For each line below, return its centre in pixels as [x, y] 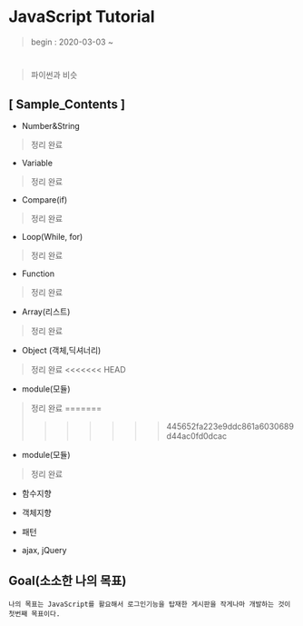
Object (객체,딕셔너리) [61, 350]
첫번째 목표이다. [34, 614]
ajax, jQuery [44, 550]
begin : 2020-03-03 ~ [72, 42]
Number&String [51, 125]
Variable [37, 163]
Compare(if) [44, 199]
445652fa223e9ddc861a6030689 [230, 426]
